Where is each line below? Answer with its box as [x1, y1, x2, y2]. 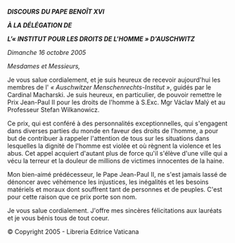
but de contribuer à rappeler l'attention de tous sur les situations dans [7, 135, 210, 142]
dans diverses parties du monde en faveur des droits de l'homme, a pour [7, 127, 219, 135]
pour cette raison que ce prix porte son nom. [7, 193, 137, 201]
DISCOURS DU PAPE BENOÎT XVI [7, 8, 105, 15]
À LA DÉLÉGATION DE [7, 21, 72, 29]
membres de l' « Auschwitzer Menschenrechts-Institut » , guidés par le [7, 83, 212, 92]
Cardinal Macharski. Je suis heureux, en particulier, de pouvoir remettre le [7, 91, 222, 99]
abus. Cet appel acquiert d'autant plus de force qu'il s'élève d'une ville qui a [7, 149, 228, 157]
